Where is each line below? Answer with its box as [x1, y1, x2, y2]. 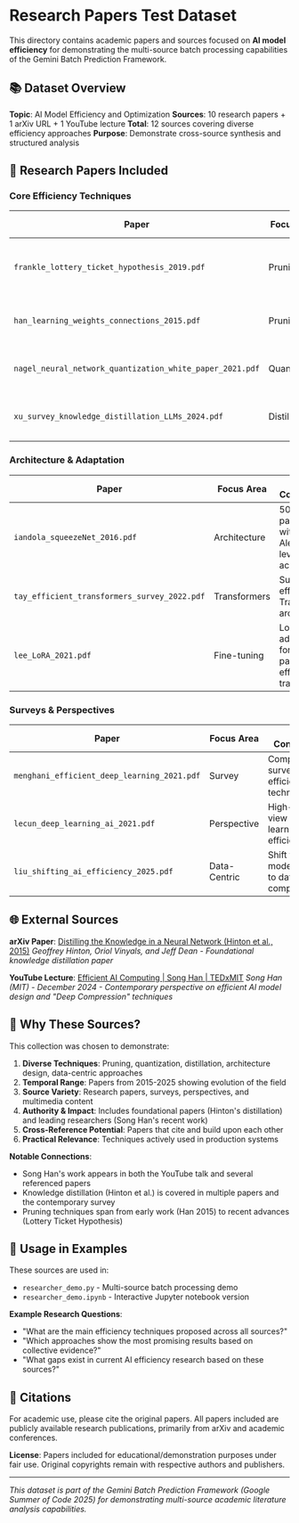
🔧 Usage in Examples [9, 1241, 128, 1257]
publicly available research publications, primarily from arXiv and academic [9, 1423, 285, 1434]
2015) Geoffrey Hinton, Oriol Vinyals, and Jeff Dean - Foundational [9, 946, 255, 956]
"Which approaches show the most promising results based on [21, 1336, 254, 1347]
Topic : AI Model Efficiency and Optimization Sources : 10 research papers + [9, 109, 287, 119]
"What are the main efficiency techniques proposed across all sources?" [21, 1326, 288, 1337]
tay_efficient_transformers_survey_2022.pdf [13, 591, 206, 602]
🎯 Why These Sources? [9, 1017, 141, 1032]
